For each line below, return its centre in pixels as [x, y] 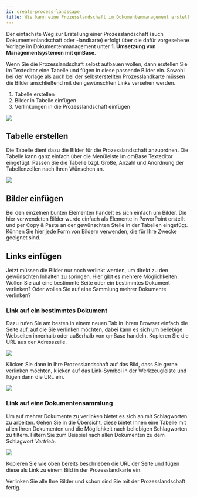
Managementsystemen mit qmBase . [51, 52]
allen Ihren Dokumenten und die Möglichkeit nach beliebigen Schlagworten [97, 428]
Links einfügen [34, 256]
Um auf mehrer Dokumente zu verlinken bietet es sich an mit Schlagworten [97, 416]
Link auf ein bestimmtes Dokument [57, 311]
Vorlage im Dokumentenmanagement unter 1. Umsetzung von [81, 46]
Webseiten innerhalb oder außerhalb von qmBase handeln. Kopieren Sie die [97, 336]
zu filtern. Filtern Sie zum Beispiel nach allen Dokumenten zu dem [86, 435]
